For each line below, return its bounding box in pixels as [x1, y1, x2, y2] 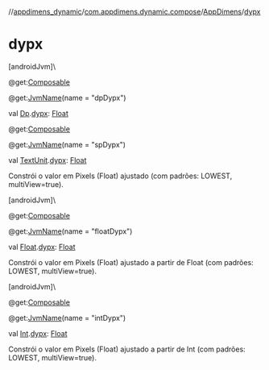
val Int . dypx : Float [8, 328, 68, 338]
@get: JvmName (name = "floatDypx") [8, 226, 133, 236]
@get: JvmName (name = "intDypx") [8, 313, 126, 322]
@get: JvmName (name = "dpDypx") [8, 93, 126, 102]
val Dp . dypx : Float [8, 108, 68, 118]
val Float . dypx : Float [8, 242, 76, 252]
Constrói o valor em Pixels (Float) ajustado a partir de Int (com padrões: [8, 344, 246, 354]
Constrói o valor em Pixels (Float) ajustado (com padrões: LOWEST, [8, 171, 233, 181]
